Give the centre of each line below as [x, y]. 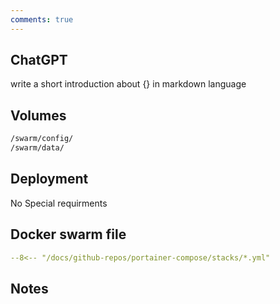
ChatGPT [39, 60]
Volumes [38, 115]
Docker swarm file [68, 234]
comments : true [42, 19]
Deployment [49, 179]
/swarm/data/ [37, 148]
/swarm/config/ [42, 139]
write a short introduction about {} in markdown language [128, 84]
